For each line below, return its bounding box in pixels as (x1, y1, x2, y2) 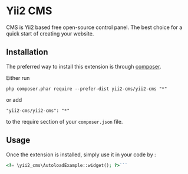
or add (6, 96, 22, 103)
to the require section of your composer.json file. (6, 118, 123, 125)
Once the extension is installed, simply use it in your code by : (6, 151, 156, 158)
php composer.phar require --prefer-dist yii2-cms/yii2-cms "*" (6, 86, 167, 92)
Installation (6, 47, 48, 57)
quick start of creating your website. (6, 30, 94, 37)
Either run (6, 74, 30, 81)
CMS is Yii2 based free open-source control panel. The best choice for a (6, 24, 183, 31)
